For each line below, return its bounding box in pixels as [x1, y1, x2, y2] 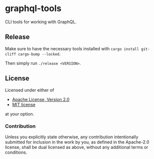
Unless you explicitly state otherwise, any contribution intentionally [5, 134, 139, 140]
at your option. [5, 111, 34, 116]
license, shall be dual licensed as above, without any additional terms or [5, 144, 149, 150]
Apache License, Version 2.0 [12, 96, 70, 102]
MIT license [12, 101, 35, 107]
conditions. [5, 149, 28, 155]
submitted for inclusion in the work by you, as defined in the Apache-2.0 [5, 139, 149, 145]
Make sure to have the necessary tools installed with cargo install [5, 45, 139, 51]
